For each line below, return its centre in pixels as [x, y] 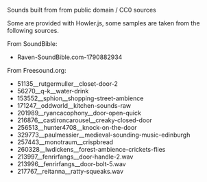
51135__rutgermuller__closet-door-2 [68, 84]
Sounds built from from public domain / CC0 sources [82, 10]
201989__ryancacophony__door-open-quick [79, 113]
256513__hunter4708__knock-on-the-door [77, 127]
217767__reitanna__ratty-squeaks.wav [70, 171]
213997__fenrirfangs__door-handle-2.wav [75, 157]
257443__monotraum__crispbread [65, 142]
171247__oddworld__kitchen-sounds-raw [74, 105]
